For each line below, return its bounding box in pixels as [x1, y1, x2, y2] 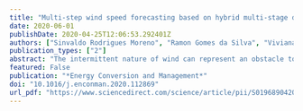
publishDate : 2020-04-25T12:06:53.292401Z [9, 30, 171, 38]
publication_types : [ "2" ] [9, 47, 106, 55]
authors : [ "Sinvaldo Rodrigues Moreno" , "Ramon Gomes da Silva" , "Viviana [9, 38, 297, 47]
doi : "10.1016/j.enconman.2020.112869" [9, 80, 160, 89]
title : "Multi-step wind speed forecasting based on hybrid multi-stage [9, 13, 289, 22]
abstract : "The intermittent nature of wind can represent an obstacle [9, 55, 284, 64]
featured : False [9, 64, 70, 73]
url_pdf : [9, 88, 42, 97]
